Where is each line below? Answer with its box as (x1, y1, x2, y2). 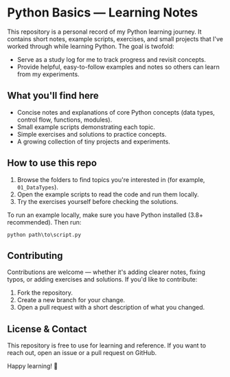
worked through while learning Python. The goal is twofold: (7, 42, 175, 50)
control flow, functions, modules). (16, 115, 113, 124)
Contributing (7, 249, 63, 262)
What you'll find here (7, 90, 100, 102)
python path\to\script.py (7, 231, 81, 238)
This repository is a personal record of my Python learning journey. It (7, 27, 202, 36)
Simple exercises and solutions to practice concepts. (16, 130, 167, 138)
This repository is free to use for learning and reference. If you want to (7, 341, 207, 350)
